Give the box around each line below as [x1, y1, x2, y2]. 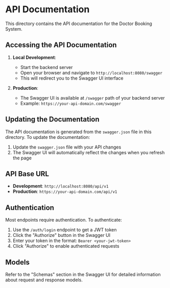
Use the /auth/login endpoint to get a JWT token [12, 227, 117, 233]
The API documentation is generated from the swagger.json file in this [5, 129, 152, 135]
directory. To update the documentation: [5, 134, 90, 140]
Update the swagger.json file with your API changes [12, 144, 122, 150]
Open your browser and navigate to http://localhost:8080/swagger [20, 69, 162, 76]
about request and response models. [5, 277, 83, 283]
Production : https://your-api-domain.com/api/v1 [12, 188, 117, 195]
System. [5, 26, 23, 32]
